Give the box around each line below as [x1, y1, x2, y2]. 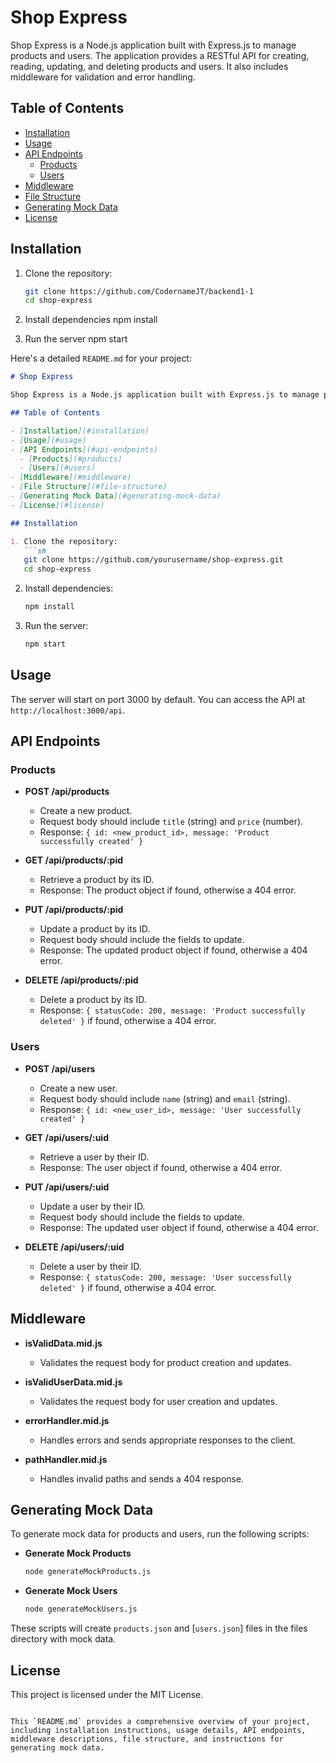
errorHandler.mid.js [24, 1414, 110, 1426]
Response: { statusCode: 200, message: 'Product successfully [39, 1004, 306, 1016]
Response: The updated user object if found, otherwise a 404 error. [39, 1221, 319, 1233]
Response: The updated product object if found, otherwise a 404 [39, 944, 308, 956]
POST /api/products [24, 786, 110, 798]
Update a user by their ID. [39, 1200, 146, 1212]
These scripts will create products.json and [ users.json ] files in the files [10, 1622, 308, 1635]
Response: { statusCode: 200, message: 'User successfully [39, 1271, 293, 1283]
